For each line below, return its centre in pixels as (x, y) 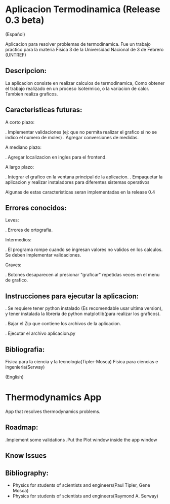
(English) (14, 377)
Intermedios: (18, 240)
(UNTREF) (16, 55)
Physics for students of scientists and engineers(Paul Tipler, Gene (81, 485)
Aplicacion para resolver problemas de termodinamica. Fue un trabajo (78, 44)
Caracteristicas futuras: (44, 110)
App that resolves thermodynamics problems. (53, 411)
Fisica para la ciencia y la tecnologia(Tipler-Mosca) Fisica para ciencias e (82, 361)
